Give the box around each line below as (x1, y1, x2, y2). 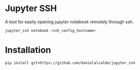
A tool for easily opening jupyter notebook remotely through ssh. (5, 19, 134, 25)
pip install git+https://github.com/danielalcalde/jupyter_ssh (5, 60, 136, 65)
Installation (5, 44, 51, 56)
